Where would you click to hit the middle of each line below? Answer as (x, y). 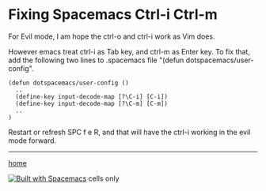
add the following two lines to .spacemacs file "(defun (96, 60)
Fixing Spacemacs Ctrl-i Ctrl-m (113, 15)
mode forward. (32, 140)
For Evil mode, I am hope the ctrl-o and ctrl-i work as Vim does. (112, 36)
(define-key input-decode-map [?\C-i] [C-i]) (92, 96)
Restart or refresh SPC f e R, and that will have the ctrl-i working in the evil (129, 132)
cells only (104, 178)
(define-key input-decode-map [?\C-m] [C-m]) (92, 103)
